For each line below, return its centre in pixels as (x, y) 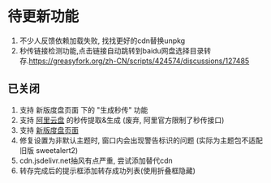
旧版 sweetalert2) (49, 150)
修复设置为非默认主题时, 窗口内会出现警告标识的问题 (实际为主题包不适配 (141, 140)
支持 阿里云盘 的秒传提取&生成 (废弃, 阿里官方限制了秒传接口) (122, 120)
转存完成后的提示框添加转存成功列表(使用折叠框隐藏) (108, 170)
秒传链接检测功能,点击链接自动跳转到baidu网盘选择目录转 (115, 50)
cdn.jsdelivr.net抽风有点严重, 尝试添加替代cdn (96, 160)
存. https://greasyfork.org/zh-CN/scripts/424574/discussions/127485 (134, 61)
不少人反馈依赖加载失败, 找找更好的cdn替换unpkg (102, 40)
